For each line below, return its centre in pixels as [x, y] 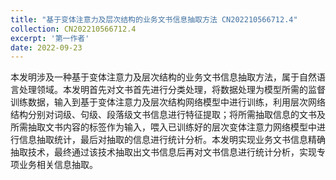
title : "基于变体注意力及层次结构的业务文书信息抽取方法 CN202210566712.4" [154, 19]
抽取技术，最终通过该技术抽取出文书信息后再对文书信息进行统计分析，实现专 [168, 152]
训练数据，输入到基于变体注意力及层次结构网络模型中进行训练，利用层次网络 [168, 102]
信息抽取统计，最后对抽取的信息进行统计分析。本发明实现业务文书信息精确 [172, 140]
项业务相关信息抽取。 [54, 165]
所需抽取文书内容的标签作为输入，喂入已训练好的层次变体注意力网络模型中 [163, 127]
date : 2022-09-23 [46, 47]
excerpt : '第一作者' [50, 38]
